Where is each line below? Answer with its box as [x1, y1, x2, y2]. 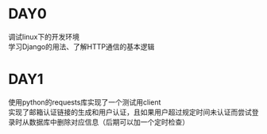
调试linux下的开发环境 [8, 32, 79, 41]
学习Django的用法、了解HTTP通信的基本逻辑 [8, 41, 155, 52]
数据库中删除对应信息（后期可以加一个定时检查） [29, 117, 189, 127]
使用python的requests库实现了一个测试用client [8, 97, 161, 107]
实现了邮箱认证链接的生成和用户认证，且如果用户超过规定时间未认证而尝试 [8, 107, 252, 117]
